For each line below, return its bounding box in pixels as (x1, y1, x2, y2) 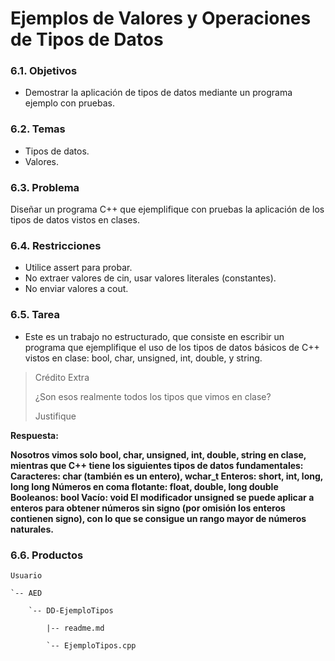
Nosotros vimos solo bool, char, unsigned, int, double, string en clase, (10, 448, 307, 461)
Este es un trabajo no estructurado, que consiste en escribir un (24, 330, 285, 342)
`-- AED (10, 588, 43, 598)
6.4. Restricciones (10, 239, 102, 252)
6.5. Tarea (10, 308, 61, 322)
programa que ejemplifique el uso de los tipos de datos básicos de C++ (24, 341, 320, 353)
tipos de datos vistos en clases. (10, 214, 140, 226)
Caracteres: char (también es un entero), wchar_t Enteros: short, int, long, (10, 470, 324, 482)
